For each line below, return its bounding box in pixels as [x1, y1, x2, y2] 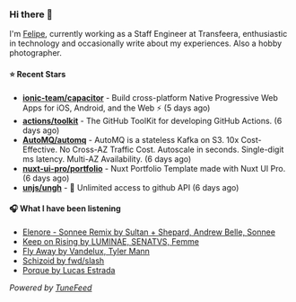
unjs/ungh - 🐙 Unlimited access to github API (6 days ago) [22, 182, 239, 192]
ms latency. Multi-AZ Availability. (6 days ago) [22, 153, 192, 164]
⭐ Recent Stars [9, 68, 66, 79]
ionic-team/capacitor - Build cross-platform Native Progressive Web [22, 92, 278, 102]
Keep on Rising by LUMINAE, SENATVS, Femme [22, 235, 200, 246]
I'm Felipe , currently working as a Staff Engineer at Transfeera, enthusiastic [9, 29, 288, 40]
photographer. [9, 48, 63, 58]
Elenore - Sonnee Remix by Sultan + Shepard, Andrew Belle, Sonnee [22, 226, 276, 237]
